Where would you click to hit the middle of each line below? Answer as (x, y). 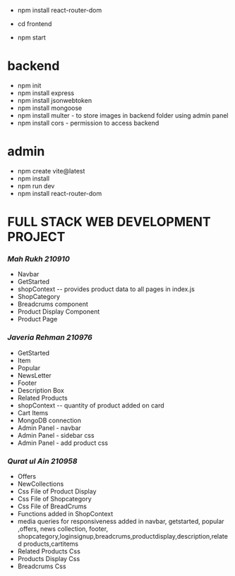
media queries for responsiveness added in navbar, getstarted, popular (121, 521)
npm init (29, 85)
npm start (31, 37)
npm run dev (36, 185)
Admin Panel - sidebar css (56, 435)
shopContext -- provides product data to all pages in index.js (106, 289)
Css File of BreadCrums (52, 506)
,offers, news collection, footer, (62, 529)
